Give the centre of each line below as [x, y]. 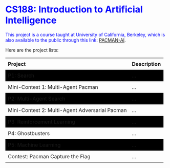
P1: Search [21, 76]
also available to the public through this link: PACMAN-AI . [66, 40]
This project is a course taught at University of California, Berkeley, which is [85, 34]
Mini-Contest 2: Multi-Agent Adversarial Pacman [67, 110]
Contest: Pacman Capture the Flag [49, 156]
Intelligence [31, 20]
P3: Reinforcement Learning [41, 122]
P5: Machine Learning [34, 145]
